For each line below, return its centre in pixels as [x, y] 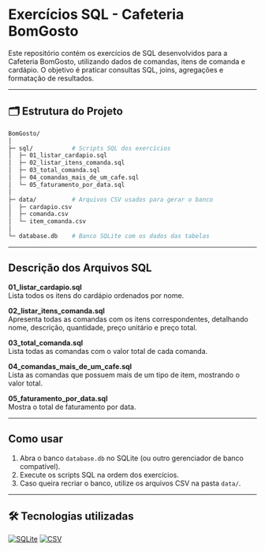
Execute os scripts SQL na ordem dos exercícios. [99, 475]
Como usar [36, 439]
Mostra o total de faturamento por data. [72, 407]
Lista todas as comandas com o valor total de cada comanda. [108, 351]
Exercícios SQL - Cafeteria [96, 15]
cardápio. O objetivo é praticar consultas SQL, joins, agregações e [116, 69]
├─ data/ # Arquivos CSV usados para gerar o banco [111, 199]
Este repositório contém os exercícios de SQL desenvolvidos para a [118, 53]
